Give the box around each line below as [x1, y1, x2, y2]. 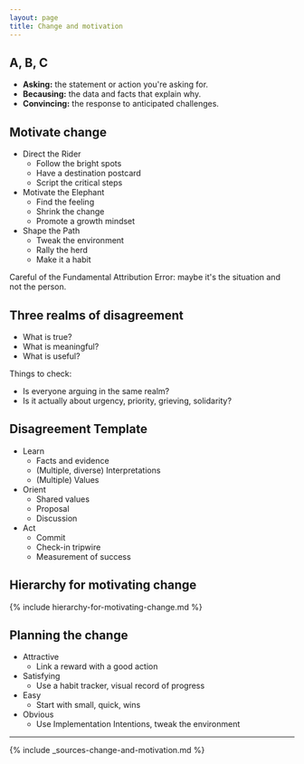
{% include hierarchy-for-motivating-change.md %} [9, 601, 204, 612]
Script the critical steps [35, 177, 123, 188]
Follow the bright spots [35, 158, 122, 169]
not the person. [9, 281, 67, 292]
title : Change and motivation [9, 22, 124, 31]
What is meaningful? [22, 341, 100, 352]
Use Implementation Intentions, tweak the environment [35, 719, 241, 730]
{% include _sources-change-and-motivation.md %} [9, 745, 205, 756]
